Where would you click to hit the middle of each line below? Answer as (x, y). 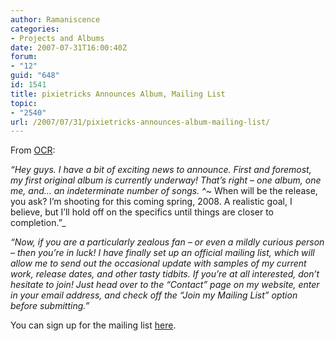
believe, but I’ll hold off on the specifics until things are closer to (142, 212)
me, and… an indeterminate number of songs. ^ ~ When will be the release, (164, 191)
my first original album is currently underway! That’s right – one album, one (166, 180)
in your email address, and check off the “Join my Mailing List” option (154, 295)
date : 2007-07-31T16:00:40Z (69, 47)
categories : (35, 29)
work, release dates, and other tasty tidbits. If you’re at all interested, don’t (165, 274)
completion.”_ (38, 223)
